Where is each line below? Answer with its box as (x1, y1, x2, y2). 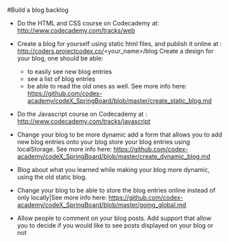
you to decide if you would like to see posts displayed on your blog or (16, 221, 214, 229)
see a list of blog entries (27, 75, 96, 83)
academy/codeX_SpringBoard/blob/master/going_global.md (16, 201, 186, 208)
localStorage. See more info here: (16, 145, 112, 153)
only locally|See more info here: (16, 193, 108, 202)
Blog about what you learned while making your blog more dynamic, (16, 166, 210, 173)
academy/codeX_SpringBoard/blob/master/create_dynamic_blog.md (16, 152, 210, 160)
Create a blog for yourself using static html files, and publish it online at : (16, 40, 222, 47)
